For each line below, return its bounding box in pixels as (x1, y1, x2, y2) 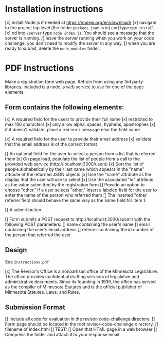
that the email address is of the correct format (5, 141, 97, 147)
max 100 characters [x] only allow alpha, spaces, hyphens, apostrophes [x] (5, 121, 156, 127)
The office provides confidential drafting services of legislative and (5, 273, 140, 279)
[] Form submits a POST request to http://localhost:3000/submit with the (5, 216, 151, 222)
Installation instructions (5, 3, 104, 15)
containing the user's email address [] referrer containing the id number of (5, 226, 154, 232)
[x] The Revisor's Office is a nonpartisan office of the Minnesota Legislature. (5, 268, 158, 274)
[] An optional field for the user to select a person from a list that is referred (5, 150, 156, 157)
